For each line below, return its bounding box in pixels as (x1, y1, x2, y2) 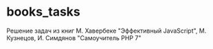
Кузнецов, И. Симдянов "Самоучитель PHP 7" (6, 33, 142, 42)
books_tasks (6, 4, 80, 20)
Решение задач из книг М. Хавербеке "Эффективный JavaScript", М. (6, 27, 207, 35)
